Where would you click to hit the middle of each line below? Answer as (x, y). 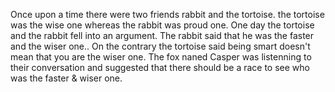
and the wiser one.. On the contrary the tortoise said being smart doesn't (160, 46)
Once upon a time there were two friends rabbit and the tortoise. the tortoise (167, 14)
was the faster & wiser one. (66, 78)
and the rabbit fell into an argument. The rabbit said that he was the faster (162, 35)
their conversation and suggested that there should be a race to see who (160, 67)
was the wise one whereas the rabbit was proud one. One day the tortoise (162, 25)
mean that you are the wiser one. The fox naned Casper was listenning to (161, 57)
